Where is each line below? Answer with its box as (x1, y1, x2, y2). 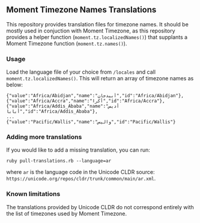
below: (6, 81, 23, 89)
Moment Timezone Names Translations (6, 5, 157, 15)
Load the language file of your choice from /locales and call (6, 68, 156, 76)
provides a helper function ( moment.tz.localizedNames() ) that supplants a (6, 33, 188, 41)
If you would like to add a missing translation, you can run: (6, 146, 150, 153)
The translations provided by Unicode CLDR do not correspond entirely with (6, 203, 194, 210)
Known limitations (6, 190, 61, 198)
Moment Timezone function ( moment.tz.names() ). (6, 40, 127, 47)
